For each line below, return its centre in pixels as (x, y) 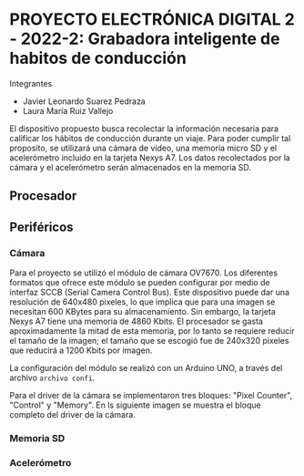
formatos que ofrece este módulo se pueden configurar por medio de (140, 283)
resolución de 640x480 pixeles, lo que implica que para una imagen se (142, 302)
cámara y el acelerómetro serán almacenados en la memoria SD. (131, 167)
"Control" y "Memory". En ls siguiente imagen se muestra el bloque (135, 405)
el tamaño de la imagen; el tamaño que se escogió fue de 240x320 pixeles (149, 341)
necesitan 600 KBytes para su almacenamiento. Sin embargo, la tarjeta (142, 312)
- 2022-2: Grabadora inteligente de (145, 39)
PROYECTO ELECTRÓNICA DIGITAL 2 (152, 20)
